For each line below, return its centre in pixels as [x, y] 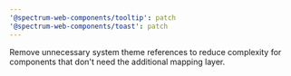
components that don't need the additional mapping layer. [117, 62]
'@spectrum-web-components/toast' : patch [89, 26]
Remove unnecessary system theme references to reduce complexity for [145, 52]
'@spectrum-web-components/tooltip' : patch [93, 18]
